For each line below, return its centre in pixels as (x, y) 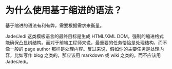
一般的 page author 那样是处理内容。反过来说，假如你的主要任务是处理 (84, 49)
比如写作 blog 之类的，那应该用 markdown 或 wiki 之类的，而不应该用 (87, 55)
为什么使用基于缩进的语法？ (64, 10)
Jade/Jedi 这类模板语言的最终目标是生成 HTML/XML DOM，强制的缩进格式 (85, 36)
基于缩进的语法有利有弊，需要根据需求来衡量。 (55, 25)
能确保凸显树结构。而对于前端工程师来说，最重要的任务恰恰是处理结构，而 (84, 42)
